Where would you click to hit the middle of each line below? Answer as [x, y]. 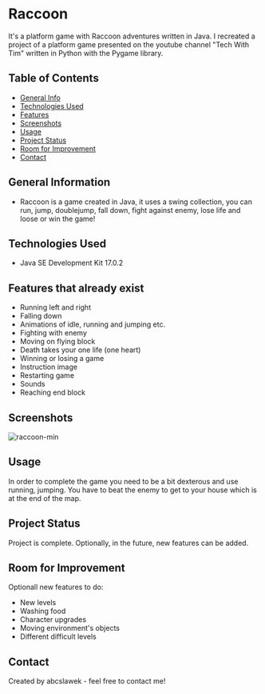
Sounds [32, 384]
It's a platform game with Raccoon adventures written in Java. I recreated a [132, 36]
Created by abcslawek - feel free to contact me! [87, 681]
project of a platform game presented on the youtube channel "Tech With [129, 44]
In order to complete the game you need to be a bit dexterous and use [123, 481]
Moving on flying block [57, 342]
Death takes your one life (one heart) [80, 350]
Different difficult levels [58, 636]
